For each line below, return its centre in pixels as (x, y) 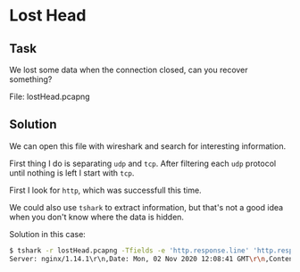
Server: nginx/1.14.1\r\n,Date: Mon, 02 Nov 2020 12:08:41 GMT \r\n (137, 259)
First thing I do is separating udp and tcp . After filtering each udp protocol (143, 163)
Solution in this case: (48, 234)
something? (31, 79)
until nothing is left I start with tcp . (72, 173)
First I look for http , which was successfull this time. (106, 190)
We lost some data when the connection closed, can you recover (129, 70)
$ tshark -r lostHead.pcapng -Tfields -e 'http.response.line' (129, 251)
